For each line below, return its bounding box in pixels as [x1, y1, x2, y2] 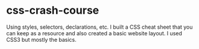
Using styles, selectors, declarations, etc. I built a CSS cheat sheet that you [6, 23, 193, 30]
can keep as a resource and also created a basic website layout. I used [6, 29, 183, 36]
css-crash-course [6, 4, 99, 17]
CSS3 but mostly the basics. [6, 36, 77, 43]
